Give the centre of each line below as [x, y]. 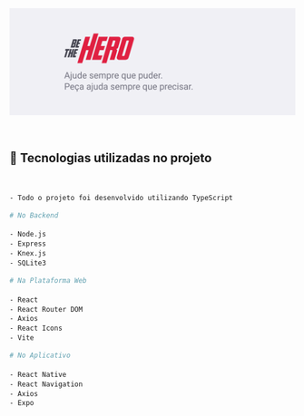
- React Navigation [46, 384]
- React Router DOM [46, 309]
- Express [28, 244]
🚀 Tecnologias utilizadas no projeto [111, 158]
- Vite [22, 338]
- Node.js [28, 235]
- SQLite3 [28, 263]
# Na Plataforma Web [49, 280]
